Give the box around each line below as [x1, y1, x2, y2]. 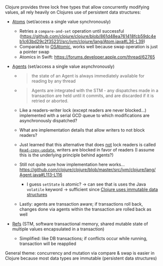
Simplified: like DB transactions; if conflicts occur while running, [19, 236, 147, 241]
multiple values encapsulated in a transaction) [12, 226, 105, 232]
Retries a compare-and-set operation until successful [19, 28, 124, 34]
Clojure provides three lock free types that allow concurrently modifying [5, 4, 149, 10]
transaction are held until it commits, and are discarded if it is [31, 93, 154, 98]
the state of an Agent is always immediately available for [31, 73, 145, 78]
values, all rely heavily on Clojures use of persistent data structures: [5, 9, 141, 15]
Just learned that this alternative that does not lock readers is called [19, 142, 156, 148]
